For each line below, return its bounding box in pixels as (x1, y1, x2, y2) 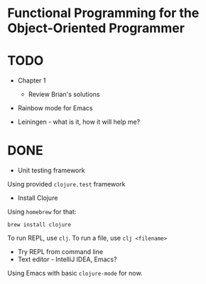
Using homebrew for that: (7, 208, 77, 216)
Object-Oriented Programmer (7, 20, 185, 36)
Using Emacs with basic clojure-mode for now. (7, 269, 143, 278)
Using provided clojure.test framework (7, 180, 126, 189)
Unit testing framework (17, 166, 85, 175)
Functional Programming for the (7, 5, 200, 21)
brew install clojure (7, 221, 72, 228)
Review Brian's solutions (28, 90, 100, 99)
